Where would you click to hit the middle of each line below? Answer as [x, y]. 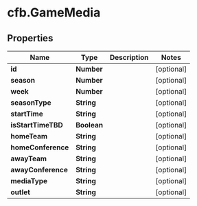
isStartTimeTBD [37, 125]
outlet [21, 192]
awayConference [39, 170]
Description [129, 58]
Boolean [89, 125]
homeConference [40, 147]
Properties [30, 38]
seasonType [31, 103]
